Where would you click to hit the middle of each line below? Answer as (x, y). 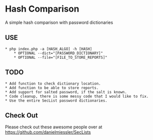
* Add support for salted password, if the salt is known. (66, 92)
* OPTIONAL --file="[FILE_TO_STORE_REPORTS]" (61, 57)
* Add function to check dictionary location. (53, 84)
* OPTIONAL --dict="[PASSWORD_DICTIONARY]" (59, 53)
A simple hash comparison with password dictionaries (59, 22)
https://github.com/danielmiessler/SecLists (48, 132)
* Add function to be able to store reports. (52, 88)
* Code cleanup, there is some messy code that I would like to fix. (77, 96)
